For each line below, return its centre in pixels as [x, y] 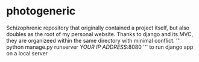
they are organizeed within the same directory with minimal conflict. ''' [93, 40]
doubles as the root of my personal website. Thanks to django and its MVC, [100, 34]
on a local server [27, 53]
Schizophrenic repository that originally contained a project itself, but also [98, 28]
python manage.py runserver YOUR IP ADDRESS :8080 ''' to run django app [100, 47]
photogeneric [41, 11]
